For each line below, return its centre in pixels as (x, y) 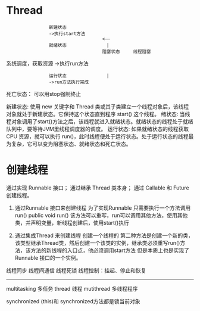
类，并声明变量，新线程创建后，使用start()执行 (72, 223)
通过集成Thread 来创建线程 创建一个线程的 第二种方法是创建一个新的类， (104, 235)
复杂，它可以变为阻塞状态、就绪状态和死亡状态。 (71, 144)
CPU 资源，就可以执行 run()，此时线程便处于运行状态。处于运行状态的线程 (97, 136)
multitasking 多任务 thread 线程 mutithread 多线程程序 (72, 288)
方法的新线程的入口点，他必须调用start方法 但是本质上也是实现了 (110, 250)
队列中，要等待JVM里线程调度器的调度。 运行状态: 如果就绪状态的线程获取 (98, 129)
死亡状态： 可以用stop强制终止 (44, 94)
